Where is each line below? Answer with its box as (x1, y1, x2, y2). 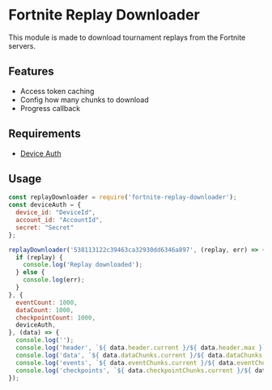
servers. (8, 41, 36, 50)
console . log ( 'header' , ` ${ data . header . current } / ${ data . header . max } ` (15, 344, 266, 352)
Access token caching (19, 86, 95, 96)
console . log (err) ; (23, 276, 85, 285)
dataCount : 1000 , (15, 306, 74, 314)
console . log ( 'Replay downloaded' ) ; (23, 261, 143, 269)
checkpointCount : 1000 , (15, 314, 96, 322)
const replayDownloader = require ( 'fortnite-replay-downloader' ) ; (8, 193, 237, 202)
